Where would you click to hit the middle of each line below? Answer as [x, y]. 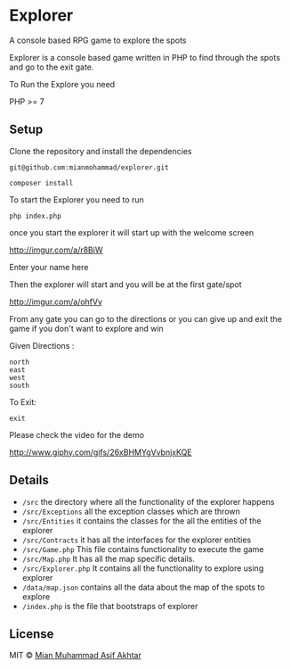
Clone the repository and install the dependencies [101, 151]
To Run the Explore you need [62, 84]
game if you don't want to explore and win [87, 328]
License [32, 634]
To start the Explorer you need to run [77, 199]
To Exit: [23, 401]
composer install [41, 183]
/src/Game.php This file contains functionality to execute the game [143, 549]
